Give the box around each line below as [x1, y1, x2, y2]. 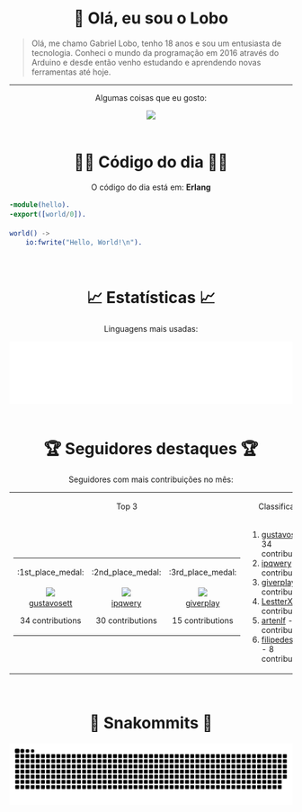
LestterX [261, 596, 294, 607]
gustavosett [28, 598, 73, 609]
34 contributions [19, 615, 82, 626]
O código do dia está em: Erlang [91, 182, 211, 192]
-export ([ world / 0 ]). [9, 210, 87, 219]
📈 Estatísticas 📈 [86, 288, 216, 308]
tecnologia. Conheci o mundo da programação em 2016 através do [31, 47, 280, 58]
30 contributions [95, 615, 157, 626]
